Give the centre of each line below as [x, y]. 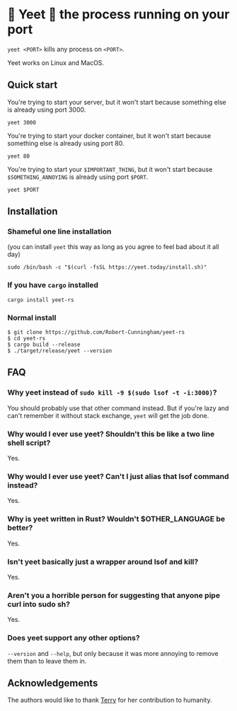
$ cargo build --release [44, 345]
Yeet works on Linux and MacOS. [56, 62]
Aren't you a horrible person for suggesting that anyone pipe [114, 595]
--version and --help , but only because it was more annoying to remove [113, 653]
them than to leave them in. [47, 661]
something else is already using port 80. [66, 143]
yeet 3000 [22, 122]
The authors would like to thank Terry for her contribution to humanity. [110, 700]
